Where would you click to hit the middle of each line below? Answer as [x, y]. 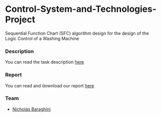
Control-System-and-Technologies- [81, 9]
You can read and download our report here [50, 85]
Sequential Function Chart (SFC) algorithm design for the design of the [77, 33]
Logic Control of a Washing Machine [42, 39]
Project [20, 19]
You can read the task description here [45, 62]
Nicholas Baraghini [31, 109]
